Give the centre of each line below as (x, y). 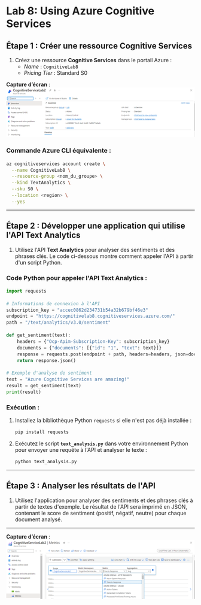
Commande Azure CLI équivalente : (59, 151)
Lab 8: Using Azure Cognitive (80, 11)
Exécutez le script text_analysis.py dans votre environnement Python (101, 443)
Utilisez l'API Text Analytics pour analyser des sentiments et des (95, 250)
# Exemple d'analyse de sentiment (49, 373)
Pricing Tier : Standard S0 (56, 73)
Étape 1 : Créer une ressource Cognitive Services (99, 46)
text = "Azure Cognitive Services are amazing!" (68, 379)
